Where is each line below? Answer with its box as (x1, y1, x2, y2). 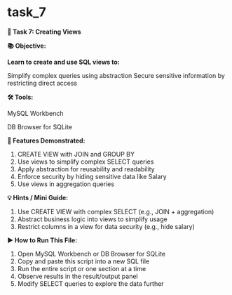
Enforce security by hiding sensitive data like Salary (17, 172, 167, 181)
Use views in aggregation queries (17, 180, 114, 188)
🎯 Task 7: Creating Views (7, 27, 82, 36)
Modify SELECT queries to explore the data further (17, 279, 164, 288)
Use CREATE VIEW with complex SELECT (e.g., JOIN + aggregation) (17, 207, 214, 216)
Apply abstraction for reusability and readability (17, 164, 156, 173)
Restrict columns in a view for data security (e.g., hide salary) (17, 222, 195, 230)
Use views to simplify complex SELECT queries (17, 157, 154, 166)
